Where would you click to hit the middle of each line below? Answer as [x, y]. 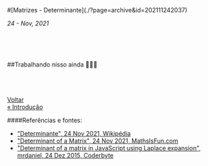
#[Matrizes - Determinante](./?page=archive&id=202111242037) [97, 10]
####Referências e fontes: [44, 120]
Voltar [15, 99]
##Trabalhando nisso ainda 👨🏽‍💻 [52, 64]
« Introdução [25, 107]
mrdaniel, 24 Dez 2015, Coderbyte [65, 155]
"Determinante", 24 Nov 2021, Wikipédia [74, 133]
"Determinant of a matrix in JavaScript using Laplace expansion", [109, 148]
